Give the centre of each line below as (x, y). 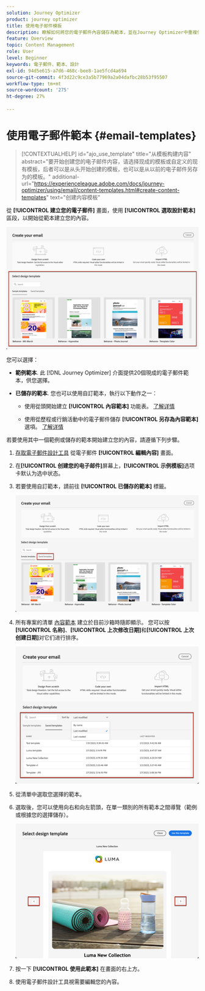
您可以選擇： (22, 360)
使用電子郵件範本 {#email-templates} (101, 136)
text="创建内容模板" (75, 197)
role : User (20, 52)
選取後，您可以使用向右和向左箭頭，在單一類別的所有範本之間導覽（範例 (106, 807)
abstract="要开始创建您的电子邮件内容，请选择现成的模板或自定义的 (107, 161)
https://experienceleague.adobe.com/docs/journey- (99, 184)
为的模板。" (36, 176)
